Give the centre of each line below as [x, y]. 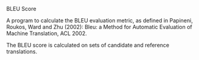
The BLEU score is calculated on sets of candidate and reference [88, 45]
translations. [22, 52]
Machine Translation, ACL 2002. [47, 33]
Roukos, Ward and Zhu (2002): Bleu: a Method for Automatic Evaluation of [100, 27]
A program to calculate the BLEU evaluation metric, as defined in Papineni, [100, 20]
